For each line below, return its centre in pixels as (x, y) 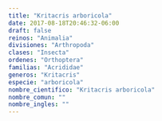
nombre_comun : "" (37, 97)
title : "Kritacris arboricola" (60, 16)
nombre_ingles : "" (39, 104)
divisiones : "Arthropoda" (51, 45)
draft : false (30, 30)
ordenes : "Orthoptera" (46, 60)
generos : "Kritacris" (44, 75)
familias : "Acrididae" (46, 68)
